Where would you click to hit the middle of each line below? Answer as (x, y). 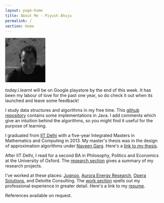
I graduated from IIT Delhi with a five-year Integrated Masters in (70, 135)
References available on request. (39, 195)
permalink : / (19, 21)
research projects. (24, 166)
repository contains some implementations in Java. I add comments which (81, 115)
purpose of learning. (26, 126)
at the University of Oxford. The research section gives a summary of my (79, 161)
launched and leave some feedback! (42, 101)
